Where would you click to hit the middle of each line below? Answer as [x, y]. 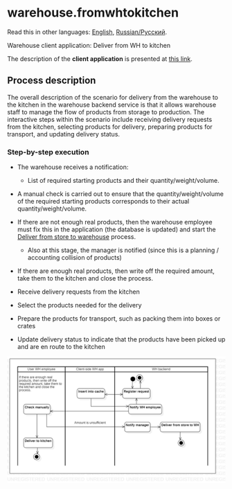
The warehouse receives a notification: [73, 167]
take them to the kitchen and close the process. [85, 278]
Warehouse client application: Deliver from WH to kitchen [89, 45]
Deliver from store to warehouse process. [77, 237]
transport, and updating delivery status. [63, 134]
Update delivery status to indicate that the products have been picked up [121, 339]
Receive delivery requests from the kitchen [78, 292]
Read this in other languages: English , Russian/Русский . [87, 32]
